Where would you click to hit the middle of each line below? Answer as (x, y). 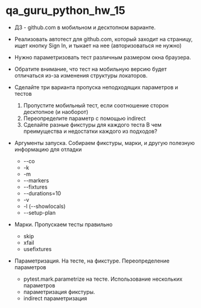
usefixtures (37, 249)
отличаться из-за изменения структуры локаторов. (81, 75)
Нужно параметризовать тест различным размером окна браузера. (103, 57)
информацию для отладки (48, 149)
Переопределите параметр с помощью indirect (85, 118)
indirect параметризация (55, 298)
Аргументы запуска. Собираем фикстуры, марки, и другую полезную (104, 142)
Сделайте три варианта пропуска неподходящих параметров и (96, 87)
